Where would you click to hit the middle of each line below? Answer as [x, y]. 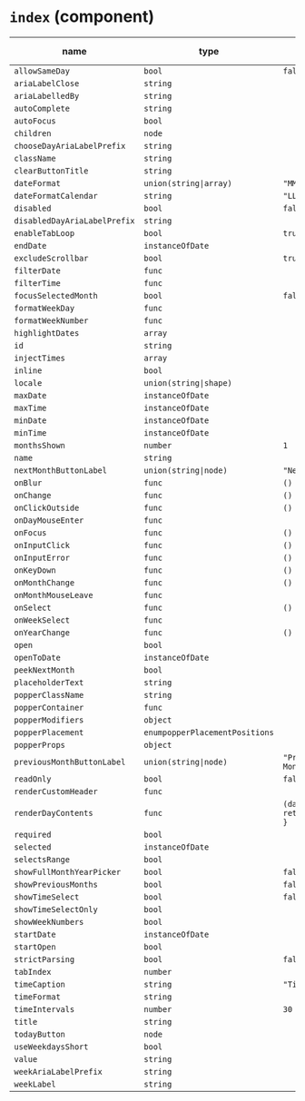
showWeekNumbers [49, 922]
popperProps [40, 745]
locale [28, 383]
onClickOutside [47, 507]
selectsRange [42, 859]
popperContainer [49, 707]
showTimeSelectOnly [56, 909]
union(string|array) [188, 183]
